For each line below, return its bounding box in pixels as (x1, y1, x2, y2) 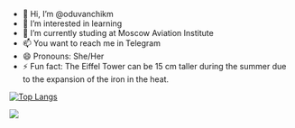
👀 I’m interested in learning (22, 18, 123, 29)
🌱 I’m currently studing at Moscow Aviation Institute (22, 28, 214, 38)
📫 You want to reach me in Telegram (22, 38, 161, 49)
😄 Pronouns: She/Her (22, 50, 105, 61)
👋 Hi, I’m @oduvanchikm (22, 9, 115, 19)
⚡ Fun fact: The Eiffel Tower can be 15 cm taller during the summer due (22, 61, 287, 71)
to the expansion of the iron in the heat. (22, 74, 170, 85)
